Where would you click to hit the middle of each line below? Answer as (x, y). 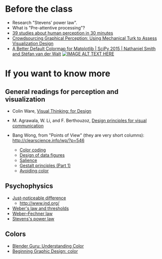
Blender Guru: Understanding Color (48, 246)
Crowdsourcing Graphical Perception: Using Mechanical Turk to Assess (84, 38)
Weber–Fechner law (32, 213)
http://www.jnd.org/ (40, 203)
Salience (28, 160)
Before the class (39, 9)
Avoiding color (34, 170)
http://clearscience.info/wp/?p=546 (48, 140)
